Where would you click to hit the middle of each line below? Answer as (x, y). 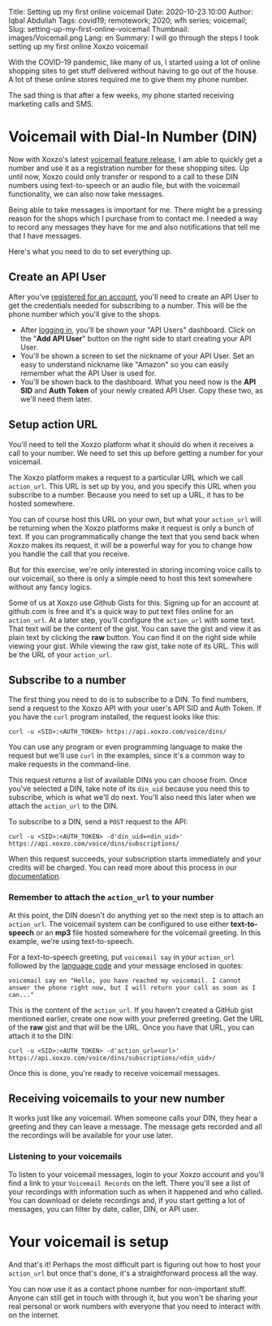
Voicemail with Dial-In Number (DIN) (133, 137)
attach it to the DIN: (41, 1036)
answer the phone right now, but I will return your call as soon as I (132, 988)
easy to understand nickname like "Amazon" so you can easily (124, 364)
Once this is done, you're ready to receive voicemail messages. (114, 1073)
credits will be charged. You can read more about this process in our (123, 867)
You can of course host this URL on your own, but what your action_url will (135, 519)
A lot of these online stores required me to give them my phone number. (129, 79)
